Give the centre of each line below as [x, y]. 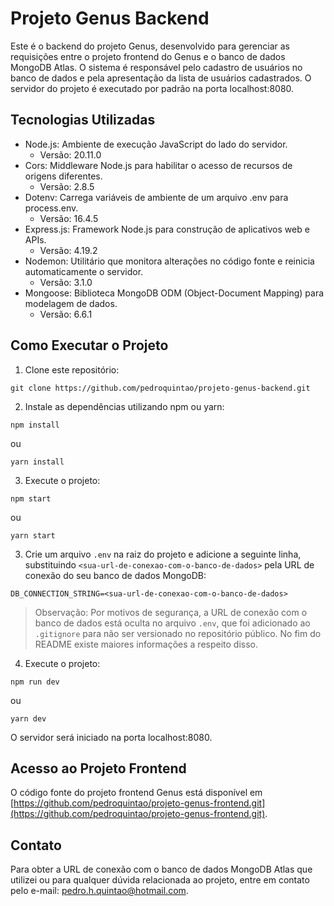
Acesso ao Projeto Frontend [98, 768]
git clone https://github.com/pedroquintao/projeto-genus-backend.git [160, 388]
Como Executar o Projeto [89, 345]
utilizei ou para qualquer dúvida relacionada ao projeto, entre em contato [160, 880]
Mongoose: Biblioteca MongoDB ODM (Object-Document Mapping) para [174, 293]
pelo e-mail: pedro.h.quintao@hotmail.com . [99, 891]
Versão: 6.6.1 [66, 314]
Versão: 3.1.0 [66, 282]
